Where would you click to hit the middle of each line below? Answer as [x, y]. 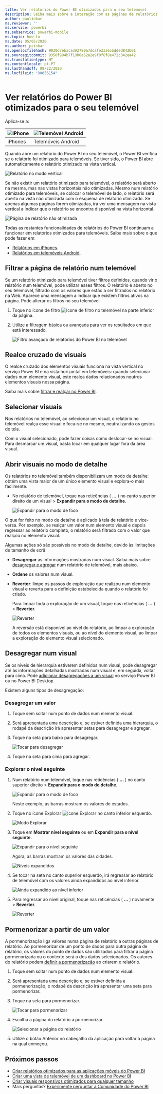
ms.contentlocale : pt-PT [30, 64]
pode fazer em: [20, 238]
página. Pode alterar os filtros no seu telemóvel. [53, 300]
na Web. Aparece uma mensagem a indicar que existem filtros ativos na [77, 295]
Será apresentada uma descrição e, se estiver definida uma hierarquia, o [85, 723]
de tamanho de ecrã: [26, 550]
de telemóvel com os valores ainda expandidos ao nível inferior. [76, 881]
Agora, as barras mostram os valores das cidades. [63, 856]
